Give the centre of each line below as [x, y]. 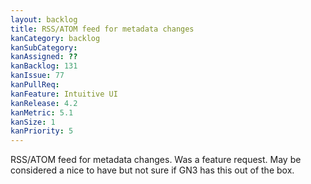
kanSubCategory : [44, 47]
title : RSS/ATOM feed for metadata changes [102, 29]
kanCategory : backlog [55, 38]
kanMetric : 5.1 [42, 112]
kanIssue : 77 [37, 76]
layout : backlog [44, 19]
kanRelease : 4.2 [44, 103]
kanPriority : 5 [42, 131]
